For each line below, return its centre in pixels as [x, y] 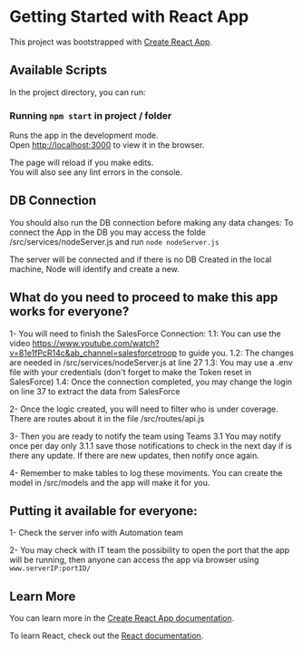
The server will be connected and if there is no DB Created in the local [141, 259]
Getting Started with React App [129, 17]
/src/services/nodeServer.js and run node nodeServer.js [114, 241]
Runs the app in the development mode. [84, 136]
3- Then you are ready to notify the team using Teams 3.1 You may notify [145, 436]
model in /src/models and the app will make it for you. [110, 482]
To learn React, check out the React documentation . [107, 635]
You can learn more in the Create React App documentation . [122, 618]
